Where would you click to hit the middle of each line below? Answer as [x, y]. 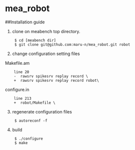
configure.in [17, 89]
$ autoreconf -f [31, 121]
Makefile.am [18, 63]
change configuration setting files [46, 54]
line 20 [21, 72]
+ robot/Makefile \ [35, 103]
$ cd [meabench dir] [35, 40]
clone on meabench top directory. [46, 31]
